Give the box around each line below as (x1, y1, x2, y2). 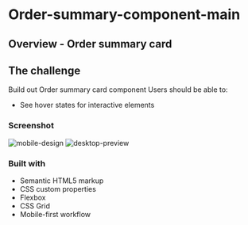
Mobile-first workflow (19, 209, 91, 219)
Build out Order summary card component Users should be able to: (8, 85, 228, 94)
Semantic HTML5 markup (19, 176, 104, 185)
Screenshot (8, 120, 54, 132)
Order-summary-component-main (8, 6, 241, 24)
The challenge (8, 63, 81, 77)
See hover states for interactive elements (19, 101, 155, 110)
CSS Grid (19, 200, 50, 211)
